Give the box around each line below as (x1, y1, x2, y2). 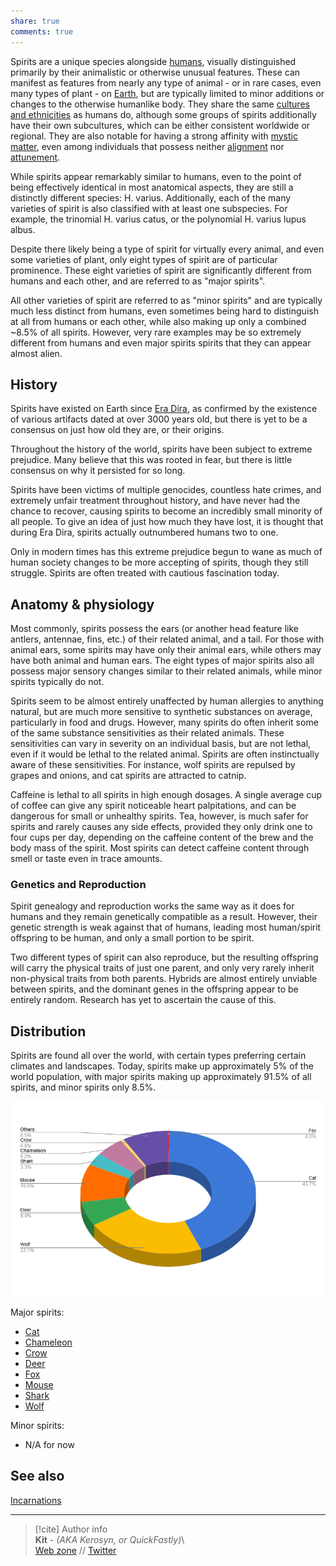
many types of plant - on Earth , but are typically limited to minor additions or (10, 87, 325, 99)
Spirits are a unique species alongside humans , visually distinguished (10, 55, 297, 67)
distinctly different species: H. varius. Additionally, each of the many (10, 191, 292, 204)
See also (10, 1468, 65, 1485)
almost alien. (10, 347, 63, 359)
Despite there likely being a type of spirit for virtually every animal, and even (10, 243, 325, 255)
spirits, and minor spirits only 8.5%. (10, 1081, 157, 1094)
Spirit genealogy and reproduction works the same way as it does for (10, 900, 295, 912)
